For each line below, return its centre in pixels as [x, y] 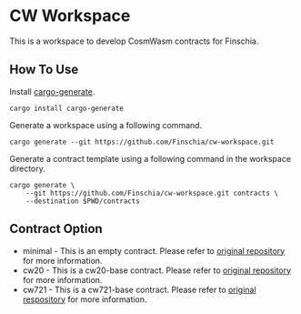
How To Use [44, 70]
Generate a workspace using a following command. [106, 125]
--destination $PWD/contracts [83, 201]
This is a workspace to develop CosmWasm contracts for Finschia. [134, 41]
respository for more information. [85, 299]
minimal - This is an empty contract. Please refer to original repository [154, 250]
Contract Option [56, 229]
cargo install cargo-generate [67, 108]
